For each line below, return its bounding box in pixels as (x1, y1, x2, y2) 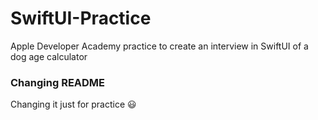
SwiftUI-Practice (10, 7, 152, 30)
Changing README (10, 75, 106, 89)
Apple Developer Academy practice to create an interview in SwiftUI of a (10, 40, 309, 52)
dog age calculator (10, 50, 88, 62)
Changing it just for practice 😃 (10, 98, 137, 111)
